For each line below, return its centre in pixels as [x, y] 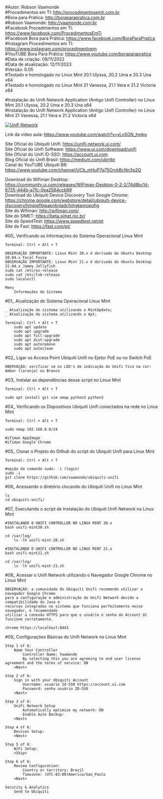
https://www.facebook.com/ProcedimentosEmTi [53, 33]
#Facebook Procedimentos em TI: [39, 28]
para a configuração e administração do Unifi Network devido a [72, 598]
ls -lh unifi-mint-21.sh [39, 566]
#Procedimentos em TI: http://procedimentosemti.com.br [62, 12]
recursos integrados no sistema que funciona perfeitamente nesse [74, 606]
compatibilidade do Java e [32, 602]
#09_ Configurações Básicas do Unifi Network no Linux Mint [66, 637]
